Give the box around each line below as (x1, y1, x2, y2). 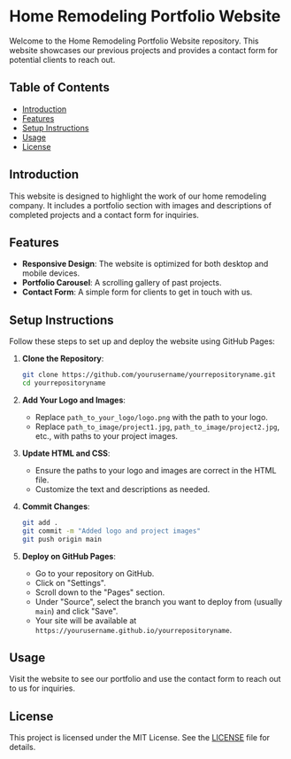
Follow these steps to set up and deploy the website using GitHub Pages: (9, 336, 276, 347)
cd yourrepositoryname (21, 379, 106, 387)
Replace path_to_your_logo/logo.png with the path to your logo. (34, 411, 268, 422)
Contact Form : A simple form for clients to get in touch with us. (21, 286, 253, 298)
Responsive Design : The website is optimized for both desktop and (21, 259, 269, 270)
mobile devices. (21, 268, 80, 278)
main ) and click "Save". (34, 606, 119, 616)
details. (9, 742, 36, 753)
